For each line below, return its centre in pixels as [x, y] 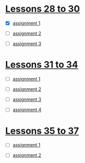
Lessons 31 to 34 [42, 65]
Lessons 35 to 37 [42, 131]
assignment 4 [27, 110]
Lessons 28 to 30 [43, 9]
